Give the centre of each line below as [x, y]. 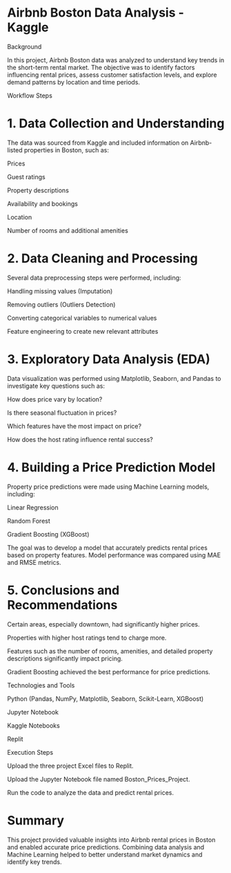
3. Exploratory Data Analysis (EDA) [109, 359]
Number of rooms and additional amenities [68, 231]
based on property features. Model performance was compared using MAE [114, 555]
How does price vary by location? [55, 399]
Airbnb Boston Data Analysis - [96, 13]
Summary [36, 820]
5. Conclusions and [63, 590]
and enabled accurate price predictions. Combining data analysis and [106, 847]
